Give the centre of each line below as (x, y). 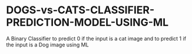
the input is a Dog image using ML (48, 45)
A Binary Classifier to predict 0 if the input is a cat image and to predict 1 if (96, 38)
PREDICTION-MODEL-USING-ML (87, 22)
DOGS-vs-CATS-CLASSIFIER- (80, 10)
